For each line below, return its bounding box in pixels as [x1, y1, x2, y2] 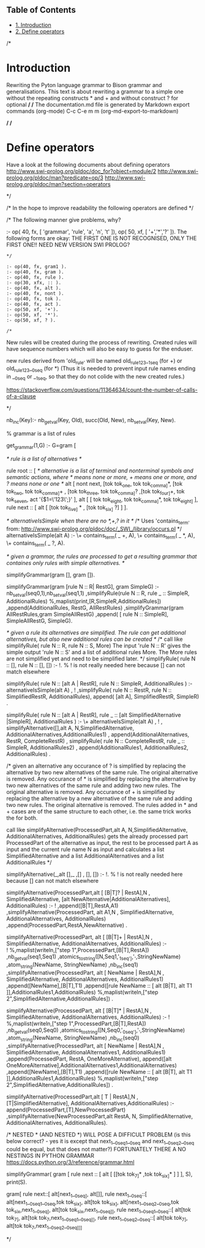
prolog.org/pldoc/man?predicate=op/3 [6, 174, 104, 181]
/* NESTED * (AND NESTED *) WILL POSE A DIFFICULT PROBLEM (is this [6, 1131, 191, 1138]
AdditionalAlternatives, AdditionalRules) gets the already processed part [6, 833, 188, 840]
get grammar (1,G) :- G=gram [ [6, 441, 76, 450]
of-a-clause [6, 393, 36, 400]
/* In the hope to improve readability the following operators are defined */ [6, 204, 194, 211]
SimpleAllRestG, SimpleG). [6, 617, 73, 624]
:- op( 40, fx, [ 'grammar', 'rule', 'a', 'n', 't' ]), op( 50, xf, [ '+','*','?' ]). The [6, 228, 187, 235]
